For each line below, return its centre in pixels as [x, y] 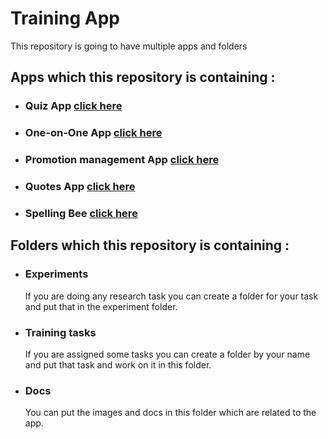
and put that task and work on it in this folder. [118, 364]
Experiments [56, 274]
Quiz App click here [73, 106]
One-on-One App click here [93, 133]
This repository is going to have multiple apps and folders [129, 46]
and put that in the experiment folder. [101, 306]
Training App [65, 18]
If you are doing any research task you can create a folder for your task [171, 296]
